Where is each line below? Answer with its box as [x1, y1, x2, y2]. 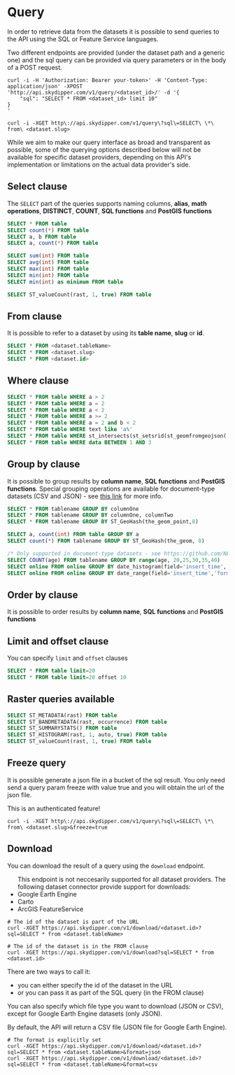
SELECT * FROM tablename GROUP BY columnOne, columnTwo [7, 512, 173, 519]
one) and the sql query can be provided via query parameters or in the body [7, 55, 227, 64]
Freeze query [7, 757, 66, 769]
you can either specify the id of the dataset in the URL [17, 981, 173, 989]
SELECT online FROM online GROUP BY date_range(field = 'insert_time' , [7, 570, 215, 577]
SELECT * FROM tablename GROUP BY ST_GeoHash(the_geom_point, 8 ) [7, 519, 199, 526]
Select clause [7, 181, 68, 192]
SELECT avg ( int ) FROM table [7, 259, 90, 266]
